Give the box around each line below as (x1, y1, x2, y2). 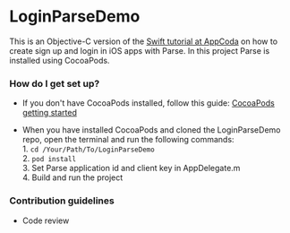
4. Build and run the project (21, 172, 124, 183)
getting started (21, 108, 78, 118)
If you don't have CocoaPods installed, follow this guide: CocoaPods (21, 98, 275, 108)
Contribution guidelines (9, 194, 115, 207)
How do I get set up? (9, 77, 100, 90)
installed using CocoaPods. (9, 55, 110, 65)
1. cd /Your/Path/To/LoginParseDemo (21, 143, 155, 154)
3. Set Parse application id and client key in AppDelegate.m (21, 163, 241, 174)
